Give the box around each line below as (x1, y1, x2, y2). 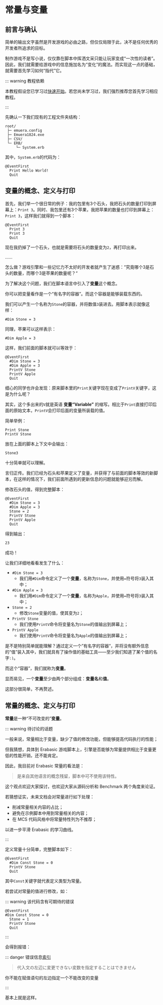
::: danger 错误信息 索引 (5, 954, 51, 960)
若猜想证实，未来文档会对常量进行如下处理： (5, 794, 95, 799)
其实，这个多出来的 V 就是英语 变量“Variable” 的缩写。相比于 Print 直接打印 (5, 401, 153, 407)
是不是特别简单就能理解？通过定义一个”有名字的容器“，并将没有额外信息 (5, 642, 149, 649)
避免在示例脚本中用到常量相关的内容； (12, 810, 89, 816)
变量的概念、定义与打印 (5, 187, 75, 195)
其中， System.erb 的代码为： (5, 154, 61, 160)
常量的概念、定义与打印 (5, 702, 75, 710)
